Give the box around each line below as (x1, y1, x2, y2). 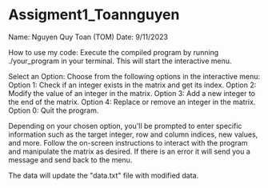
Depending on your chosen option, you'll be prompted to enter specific (8, 121, 242, 130)
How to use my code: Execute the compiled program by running (8, 47, 219, 57)
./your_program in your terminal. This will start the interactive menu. (8, 56, 232, 66)
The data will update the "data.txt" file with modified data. (8, 170, 199, 180)
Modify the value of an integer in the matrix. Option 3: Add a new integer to (8, 88, 256, 98)
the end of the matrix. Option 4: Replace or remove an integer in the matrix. (8, 97, 256, 106)
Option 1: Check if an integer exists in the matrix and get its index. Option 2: (8, 80, 257, 90)
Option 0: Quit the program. (8, 106, 99, 115)
